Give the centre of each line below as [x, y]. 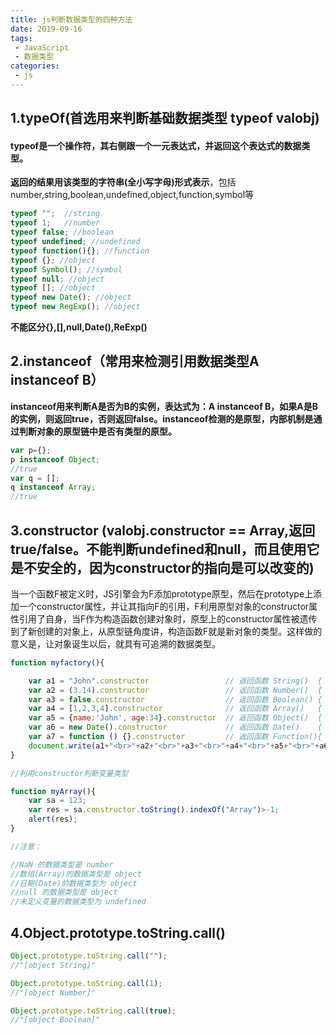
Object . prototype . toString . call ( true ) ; [93, 1011]
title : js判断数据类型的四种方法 [71, 19]
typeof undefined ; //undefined [75, 242]
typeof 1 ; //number [55, 223]
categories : [35, 66]
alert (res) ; [53, 819]
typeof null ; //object [57, 279]
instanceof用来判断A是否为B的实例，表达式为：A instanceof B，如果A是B [164, 406]
